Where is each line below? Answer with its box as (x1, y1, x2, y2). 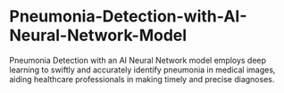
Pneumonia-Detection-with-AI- (9, 6, 247, 27)
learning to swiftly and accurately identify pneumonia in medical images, (9, 64, 276, 75)
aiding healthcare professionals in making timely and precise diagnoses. (9, 73, 275, 84)
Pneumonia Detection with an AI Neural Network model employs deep (9, 55, 266, 65)
